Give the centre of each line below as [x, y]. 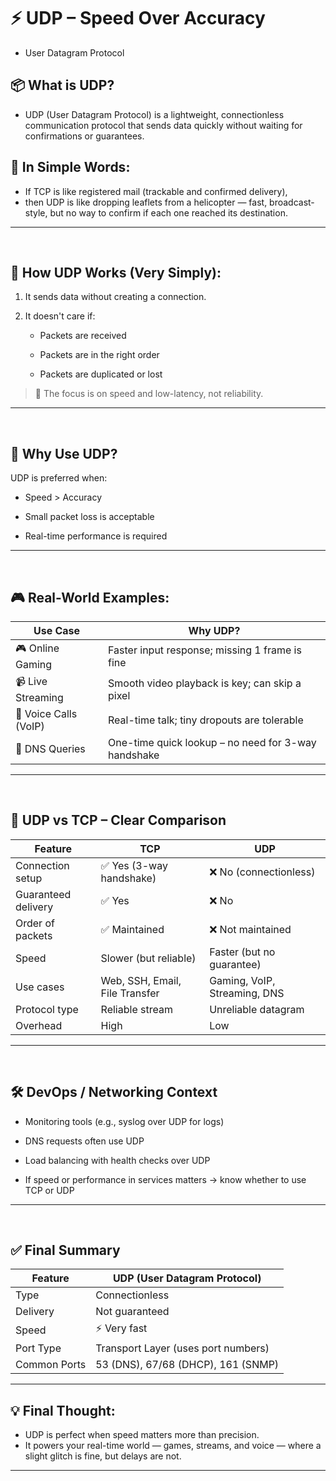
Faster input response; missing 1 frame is [205, 650]
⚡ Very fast [121, 1328]
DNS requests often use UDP [84, 1141]
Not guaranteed [132, 1312]
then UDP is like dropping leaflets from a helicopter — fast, [146, 202]
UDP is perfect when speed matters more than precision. [142, 1435]
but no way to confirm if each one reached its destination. [168, 212]
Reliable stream [136, 1009]
